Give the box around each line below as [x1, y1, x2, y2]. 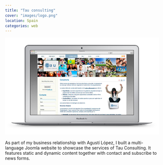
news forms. [5, 155, 30, 161]
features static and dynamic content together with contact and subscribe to [5, 150, 157, 156]
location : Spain [5, 18, 38, 23]
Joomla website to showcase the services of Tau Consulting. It [24, 145, 151, 151]
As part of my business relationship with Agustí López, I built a [5, 140, 131, 146]
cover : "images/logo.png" [5, 13, 58, 18]
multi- [131, 140, 143, 146]
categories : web [5, 23, 38, 28]
